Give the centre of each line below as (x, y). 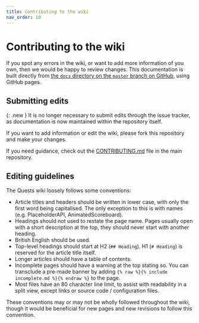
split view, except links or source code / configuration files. (87, 291)
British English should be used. (53, 240)
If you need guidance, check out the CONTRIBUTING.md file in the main (94, 151)
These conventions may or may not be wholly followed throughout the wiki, (98, 302)
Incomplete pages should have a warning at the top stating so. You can (102, 265)
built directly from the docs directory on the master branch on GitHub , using (98, 76)
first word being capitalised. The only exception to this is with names (99, 209)
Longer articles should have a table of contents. (73, 259)
